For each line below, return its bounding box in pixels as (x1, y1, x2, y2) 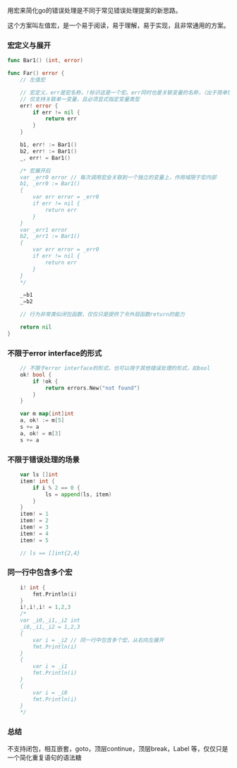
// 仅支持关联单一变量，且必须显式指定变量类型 (20, 95, 140, 102)
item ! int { (20, 478, 55, 485)
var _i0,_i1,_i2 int (20, 617, 80, 624)
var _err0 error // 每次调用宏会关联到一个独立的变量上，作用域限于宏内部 (20, 174, 217, 181)
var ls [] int (20, 471, 59, 478)
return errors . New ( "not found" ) (44, 384, 140, 391)
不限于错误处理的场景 (7, 454, 80, 464)
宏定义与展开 (7, 40, 51, 50)
